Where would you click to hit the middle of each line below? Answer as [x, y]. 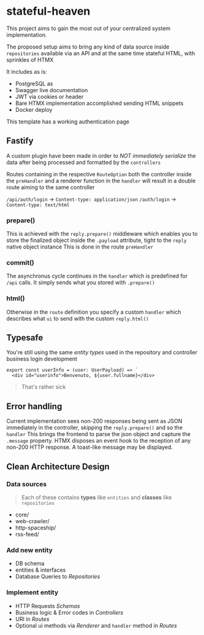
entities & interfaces [40, 570]
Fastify [20, 141]
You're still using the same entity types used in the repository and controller [102, 353]
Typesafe [25, 338]
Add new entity [30, 550]
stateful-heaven [48, 11]
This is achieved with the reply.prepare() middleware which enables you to [102, 234]
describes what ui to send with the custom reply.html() [77, 318]
